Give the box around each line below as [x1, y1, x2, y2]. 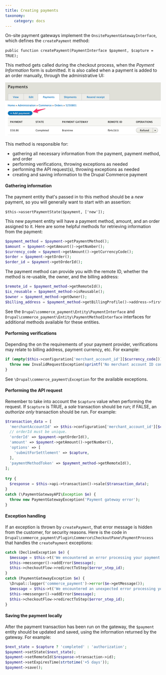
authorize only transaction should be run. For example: [5, 409, 117, 415]
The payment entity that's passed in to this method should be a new [5, 194, 144, 199]
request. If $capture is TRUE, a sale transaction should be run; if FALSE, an [5, 403, 157, 409]
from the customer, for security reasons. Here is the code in [5, 529, 127, 535]
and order [12, 156, 33, 161]
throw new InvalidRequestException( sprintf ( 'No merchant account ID [9, 362, 154, 367]
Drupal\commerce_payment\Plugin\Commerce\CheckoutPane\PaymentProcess [5, 535, 154, 540]
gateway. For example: [5, 634, 51, 640]
